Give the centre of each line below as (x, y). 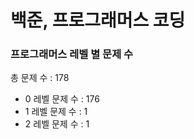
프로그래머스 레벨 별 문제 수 (72, 54)
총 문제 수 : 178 (40, 78)
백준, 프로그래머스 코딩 (98, 20)
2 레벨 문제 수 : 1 (57, 124)
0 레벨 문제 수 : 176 (62, 99)
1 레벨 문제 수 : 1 (56, 112)
